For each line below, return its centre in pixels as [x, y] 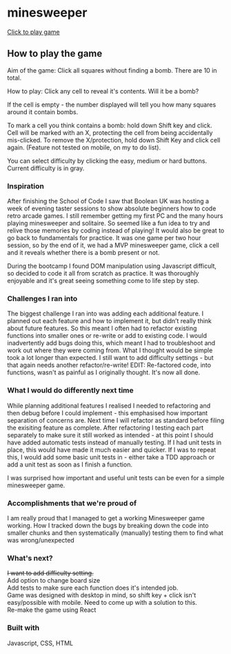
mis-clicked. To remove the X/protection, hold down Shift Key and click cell [114, 140]
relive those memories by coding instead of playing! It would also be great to [116, 230]
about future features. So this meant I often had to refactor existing [102, 328]
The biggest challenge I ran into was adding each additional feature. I [106, 314]
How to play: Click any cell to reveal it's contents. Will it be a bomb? [103, 91]
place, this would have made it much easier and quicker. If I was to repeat [111, 449]
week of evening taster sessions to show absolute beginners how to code [112, 208]
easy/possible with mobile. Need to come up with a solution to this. [102, 603]
